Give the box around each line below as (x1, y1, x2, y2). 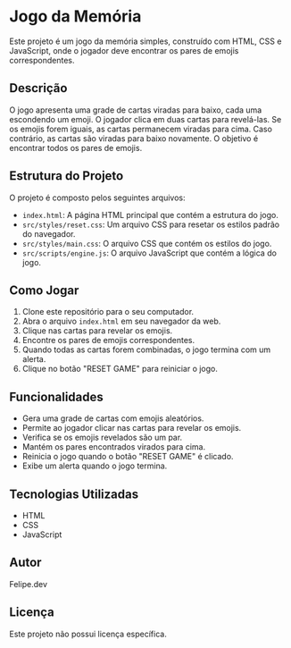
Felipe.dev (9, 578, 47, 589)
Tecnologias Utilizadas (9, 486, 139, 501)
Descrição (9, 80, 68, 96)
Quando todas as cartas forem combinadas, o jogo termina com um (21, 344, 271, 355)
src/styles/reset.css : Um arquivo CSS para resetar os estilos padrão (21, 219, 279, 230)
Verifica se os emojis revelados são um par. (21, 432, 183, 443)
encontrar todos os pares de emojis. (9, 142, 143, 153)
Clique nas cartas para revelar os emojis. (21, 325, 173, 336)
